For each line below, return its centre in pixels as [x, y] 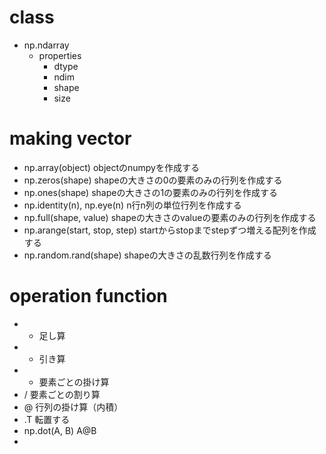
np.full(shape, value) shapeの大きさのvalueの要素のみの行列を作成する [170, 217]
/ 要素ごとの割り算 [62, 394]
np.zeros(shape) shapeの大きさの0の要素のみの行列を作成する [153, 180]
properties [60, 55]
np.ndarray [46, 45]
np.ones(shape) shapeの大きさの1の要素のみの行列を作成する [151, 192]
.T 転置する [47, 419]
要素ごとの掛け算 [74, 382]
